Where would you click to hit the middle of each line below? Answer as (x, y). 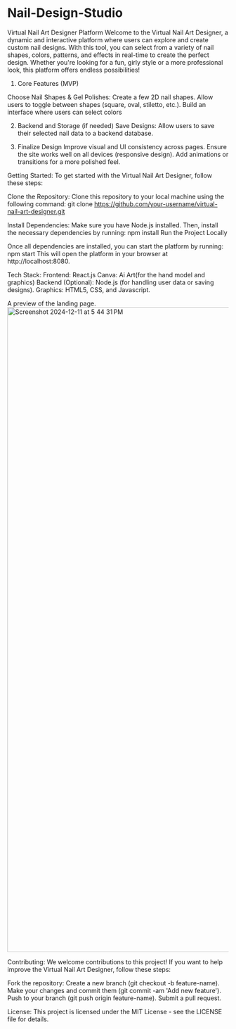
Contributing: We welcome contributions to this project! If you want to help (115, 961)
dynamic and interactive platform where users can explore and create (108, 39)
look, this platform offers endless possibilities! (74, 70)
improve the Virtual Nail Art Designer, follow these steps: (89, 969)
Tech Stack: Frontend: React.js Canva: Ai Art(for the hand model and (106, 274)
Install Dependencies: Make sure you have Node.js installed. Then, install (113, 225)
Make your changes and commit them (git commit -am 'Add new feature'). (114, 990)
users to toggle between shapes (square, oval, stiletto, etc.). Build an (106, 104)
